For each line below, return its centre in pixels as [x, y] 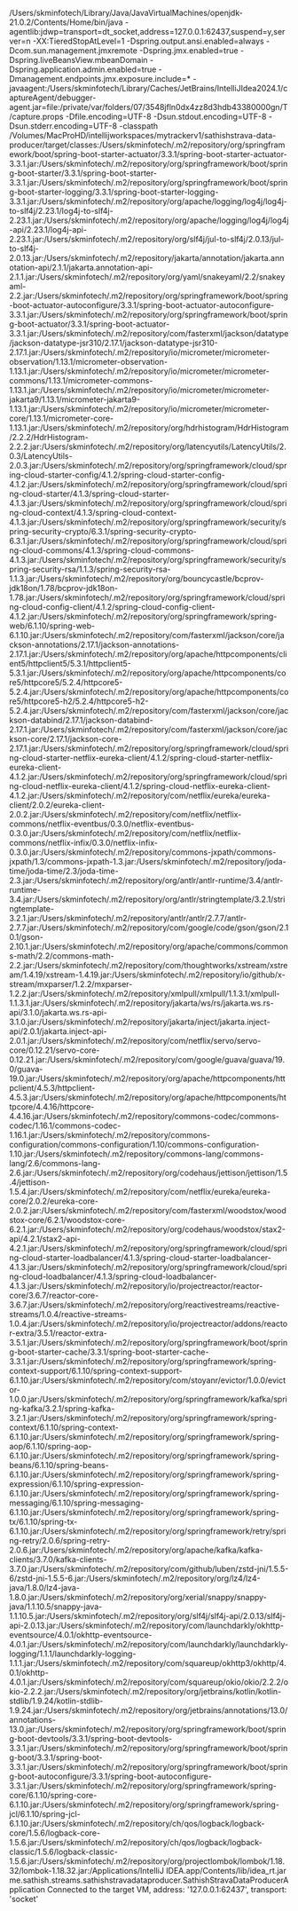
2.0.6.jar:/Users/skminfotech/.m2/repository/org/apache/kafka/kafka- [136, 1550]
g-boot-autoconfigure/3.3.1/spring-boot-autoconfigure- [111, 1776]
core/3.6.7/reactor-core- [54, 1295]
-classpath [139, 126]
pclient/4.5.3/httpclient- [52, 1088]
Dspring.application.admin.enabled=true [83, 69]
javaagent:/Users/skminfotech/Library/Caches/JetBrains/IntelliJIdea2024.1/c [149, 88]
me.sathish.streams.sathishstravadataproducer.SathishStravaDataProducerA [149, 1880]
